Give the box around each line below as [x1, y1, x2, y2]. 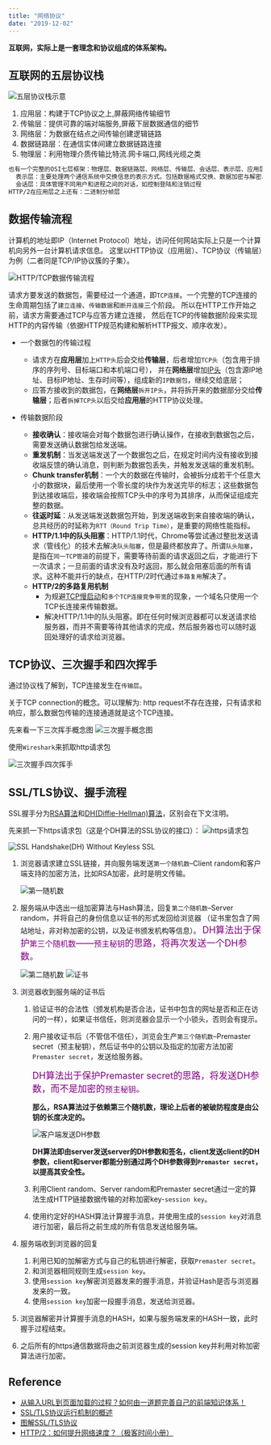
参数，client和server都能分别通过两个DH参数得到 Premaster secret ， [31, 1157, 262, 1167]
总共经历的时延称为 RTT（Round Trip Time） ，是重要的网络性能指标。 [31, 520, 256, 530]
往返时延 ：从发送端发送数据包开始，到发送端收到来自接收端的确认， [31, 511, 259, 520]
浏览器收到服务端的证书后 [19, 987, 106, 997]
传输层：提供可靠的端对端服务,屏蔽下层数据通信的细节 [19, 119, 199, 129]
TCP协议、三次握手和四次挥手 [8, 658, 157, 672]
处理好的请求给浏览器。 [51, 632, 130, 642]
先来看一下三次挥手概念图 [8, 725, 94, 735]
